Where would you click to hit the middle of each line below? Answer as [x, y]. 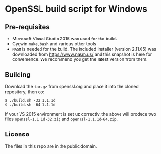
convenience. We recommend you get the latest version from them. [80, 59]
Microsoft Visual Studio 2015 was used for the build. [64, 38]
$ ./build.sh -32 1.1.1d [30, 100]
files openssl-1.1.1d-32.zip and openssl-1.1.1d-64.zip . [61, 119]
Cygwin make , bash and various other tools [54, 44]
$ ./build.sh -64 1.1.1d [30, 105]
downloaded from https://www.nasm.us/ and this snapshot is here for [82, 54]
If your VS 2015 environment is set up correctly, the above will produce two [80, 114]
